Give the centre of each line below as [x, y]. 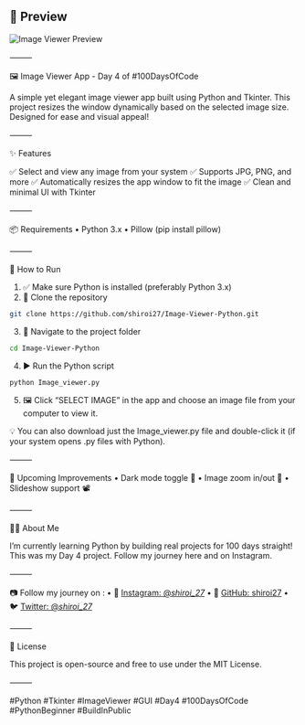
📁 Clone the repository [65, 297]
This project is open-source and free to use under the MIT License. [136, 665]
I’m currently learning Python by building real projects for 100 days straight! [151, 546]
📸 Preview [38, 17]
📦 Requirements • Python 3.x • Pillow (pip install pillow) [116, 229]
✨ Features [31, 153]
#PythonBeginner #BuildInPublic [70, 710]
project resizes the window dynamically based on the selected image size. [149, 107]
